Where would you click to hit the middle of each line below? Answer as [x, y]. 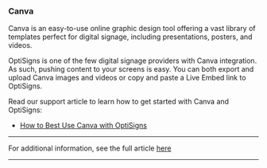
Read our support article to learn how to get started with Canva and [118, 102]
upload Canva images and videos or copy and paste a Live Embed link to [127, 78]
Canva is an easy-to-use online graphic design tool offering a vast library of [132, 29]
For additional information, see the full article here [90, 148]
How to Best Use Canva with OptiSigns [83, 126]
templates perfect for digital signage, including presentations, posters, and [130, 37]
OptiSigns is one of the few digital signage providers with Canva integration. [133, 61]
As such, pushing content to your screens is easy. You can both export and [131, 69]
